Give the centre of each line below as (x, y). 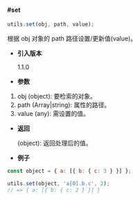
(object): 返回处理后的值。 (54, 143)
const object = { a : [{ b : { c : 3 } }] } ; (69, 171)
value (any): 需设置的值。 (53, 114)
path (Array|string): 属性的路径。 (64, 105)
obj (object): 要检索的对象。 (57, 97)
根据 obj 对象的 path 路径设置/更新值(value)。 (72, 39)
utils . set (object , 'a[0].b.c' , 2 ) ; (59, 183)
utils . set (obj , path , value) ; (51, 24)
